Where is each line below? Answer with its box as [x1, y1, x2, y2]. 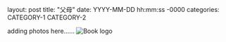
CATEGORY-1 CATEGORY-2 [7, 13, 87, 22]
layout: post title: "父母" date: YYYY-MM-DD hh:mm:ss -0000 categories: [7, 6, 220, 13]
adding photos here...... [7, 27, 75, 35]
